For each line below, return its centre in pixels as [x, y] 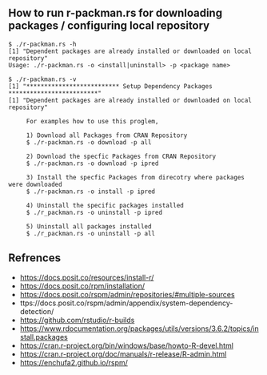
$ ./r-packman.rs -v [43, 79]
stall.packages [44, 337]
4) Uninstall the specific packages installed [105, 205]
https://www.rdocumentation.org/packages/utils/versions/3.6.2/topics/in [139, 329]
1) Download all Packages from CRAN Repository [107, 135]
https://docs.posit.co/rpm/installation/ [82, 286]
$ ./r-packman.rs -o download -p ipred [92, 163]
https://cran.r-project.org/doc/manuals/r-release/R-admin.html [123, 354]
